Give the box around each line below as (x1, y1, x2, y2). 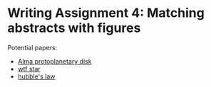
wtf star (17, 64, 41, 73)
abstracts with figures (7, 20, 141, 36)
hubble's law (17, 72, 56, 81)
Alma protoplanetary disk (17, 57, 92, 65)
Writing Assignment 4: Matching (7, 5, 205, 21)
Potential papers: (7, 43, 58, 52)
